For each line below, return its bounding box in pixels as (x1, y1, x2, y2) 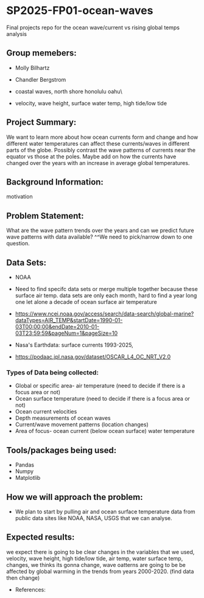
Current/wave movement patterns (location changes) (15, 421, 149, 428)
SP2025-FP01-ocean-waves (6, 4, 153, 18)
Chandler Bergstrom (15, 76, 66, 83)
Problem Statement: (6, 211, 84, 221)
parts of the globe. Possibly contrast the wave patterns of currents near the (6, 146, 196, 153)
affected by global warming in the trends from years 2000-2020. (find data (6, 568, 194, 575)
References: (15, 586, 46, 593)
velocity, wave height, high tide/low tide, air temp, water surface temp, (6, 555, 183, 562)
